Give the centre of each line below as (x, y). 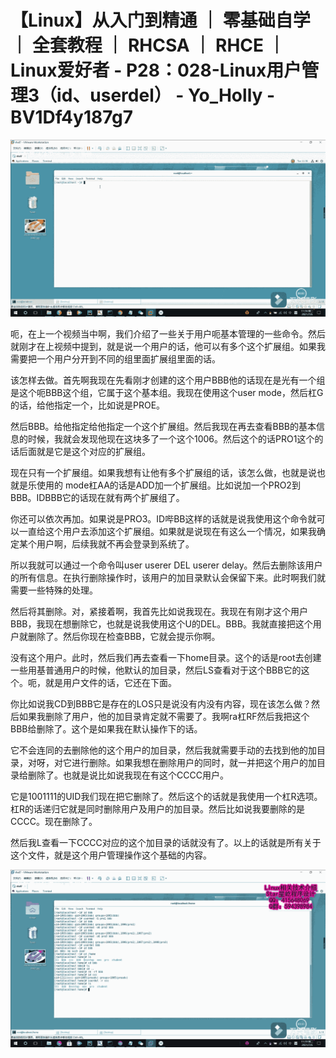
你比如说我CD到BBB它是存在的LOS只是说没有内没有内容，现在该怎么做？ (161, 704)
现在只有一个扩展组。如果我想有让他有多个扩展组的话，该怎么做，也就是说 (163, 473)
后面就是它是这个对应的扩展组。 (84, 452)
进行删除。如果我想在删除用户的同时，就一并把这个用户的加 (194, 763)
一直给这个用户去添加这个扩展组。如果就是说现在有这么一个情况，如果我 (167, 532)
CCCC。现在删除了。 (54, 822)
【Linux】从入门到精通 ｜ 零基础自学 (160, 20)
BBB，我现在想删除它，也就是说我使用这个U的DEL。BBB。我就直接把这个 (161, 624)
